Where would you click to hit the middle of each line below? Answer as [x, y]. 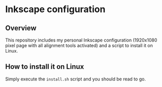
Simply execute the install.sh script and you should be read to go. [75, 79]
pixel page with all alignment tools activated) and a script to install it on [79, 46]
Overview [21, 28]
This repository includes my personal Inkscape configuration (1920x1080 [81, 40]
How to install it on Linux [45, 67]
